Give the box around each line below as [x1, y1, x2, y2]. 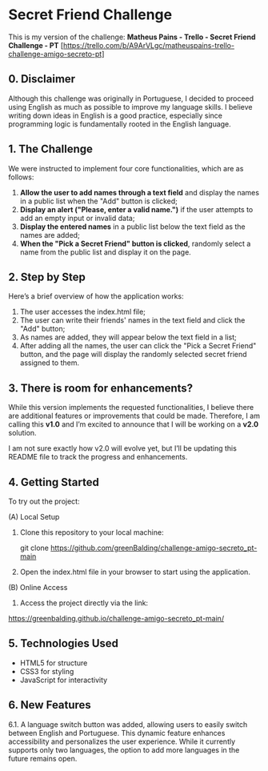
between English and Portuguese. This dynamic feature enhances [8, 728, 226, 737]
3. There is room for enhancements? [8, 381, 194, 395]
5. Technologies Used [8, 636, 118, 650]
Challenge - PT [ [8, 40, 64, 50]
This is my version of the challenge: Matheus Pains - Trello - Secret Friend [8, 32, 256, 42]
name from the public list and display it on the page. [19, 247, 192, 257]
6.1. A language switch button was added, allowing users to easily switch [8, 719, 248, 729]
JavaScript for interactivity [19, 675, 108, 685]
